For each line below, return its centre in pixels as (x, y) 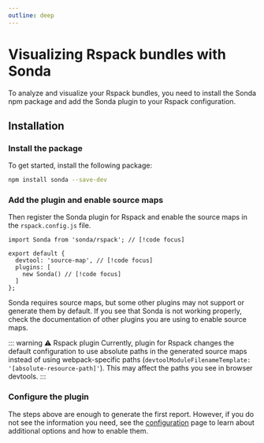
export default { (37, 254)
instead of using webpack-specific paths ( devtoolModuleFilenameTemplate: (130, 360)
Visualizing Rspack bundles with (117, 54)
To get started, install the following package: (80, 165)
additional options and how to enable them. (78, 430)
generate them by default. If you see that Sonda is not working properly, (125, 311)
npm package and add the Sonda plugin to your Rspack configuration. (122, 101)
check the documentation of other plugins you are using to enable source (127, 319)
